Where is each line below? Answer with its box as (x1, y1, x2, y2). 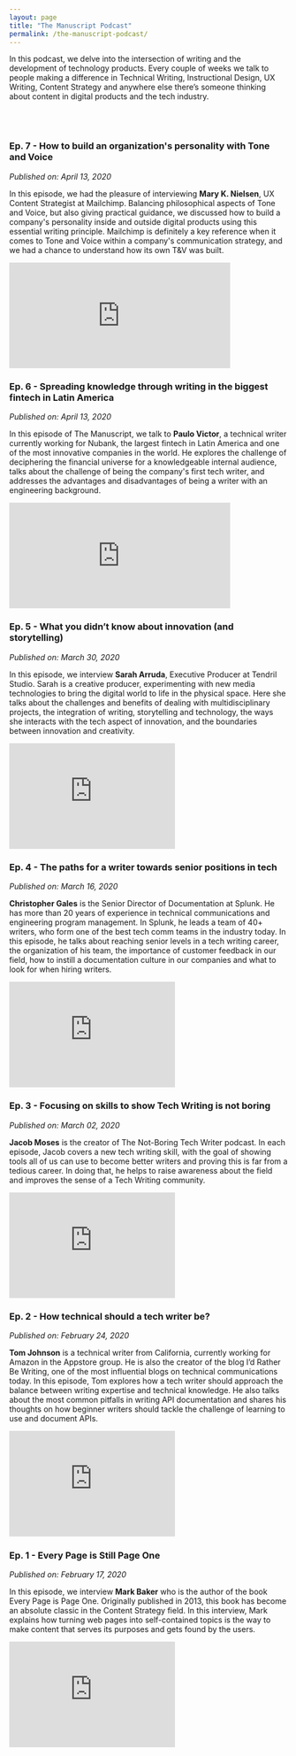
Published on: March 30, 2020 (9, 651, 120, 662)
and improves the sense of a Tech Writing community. (9, 1175, 206, 1185)
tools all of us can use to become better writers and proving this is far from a (9, 1156, 288, 1167)
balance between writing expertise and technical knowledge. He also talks (9, 1385, 280, 1396)
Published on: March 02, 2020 (9, 1120, 121, 1130)
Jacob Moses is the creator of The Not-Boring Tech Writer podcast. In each (9, 1136, 285, 1147)
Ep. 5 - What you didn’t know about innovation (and (9, 620, 234, 633)
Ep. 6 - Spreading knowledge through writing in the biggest (9, 380, 269, 392)
